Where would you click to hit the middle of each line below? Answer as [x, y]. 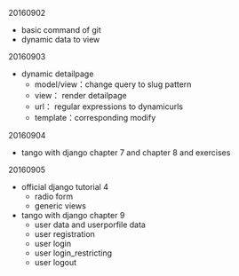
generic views [60, 206]
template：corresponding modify [95, 118]
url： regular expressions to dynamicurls [109, 106]
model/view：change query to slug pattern [113, 84]
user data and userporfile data [90, 225]
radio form [53, 196]
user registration [64, 234]
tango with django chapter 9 [73, 215]
